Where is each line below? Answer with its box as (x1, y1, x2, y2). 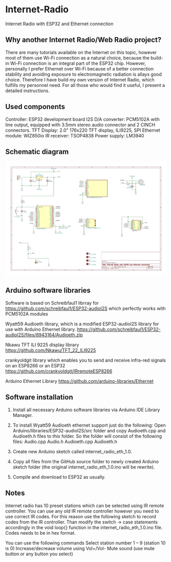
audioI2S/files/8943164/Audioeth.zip (5, 331, 83, 338)
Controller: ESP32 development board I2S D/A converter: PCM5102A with (5, 116, 160, 122)
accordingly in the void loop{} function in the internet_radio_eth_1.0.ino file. (5, 524, 163, 531)
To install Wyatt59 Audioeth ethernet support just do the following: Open (12, 422, 166, 428)
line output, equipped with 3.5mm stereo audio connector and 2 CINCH (5, 121, 155, 128)
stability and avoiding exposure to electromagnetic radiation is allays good (5, 71, 162, 77)
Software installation (5, 393, 73, 402)
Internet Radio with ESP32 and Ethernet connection (5, 21, 114, 27)
